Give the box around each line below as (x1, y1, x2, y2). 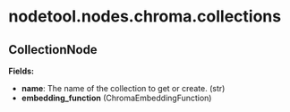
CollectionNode (8, 42, 98, 57)
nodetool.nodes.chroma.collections (8, 6, 282, 27)
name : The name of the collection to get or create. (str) (21, 83, 226, 93)
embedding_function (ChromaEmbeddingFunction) (21, 92, 212, 103)
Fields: (8, 65, 35, 76)
